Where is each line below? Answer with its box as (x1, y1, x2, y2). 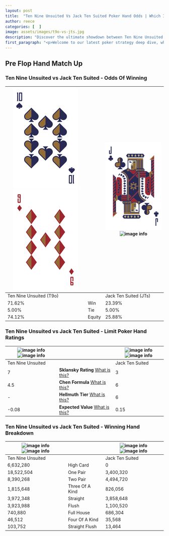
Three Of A (67, 483, 91, 489)
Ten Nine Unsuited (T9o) (7, 293, 59, 299)
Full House (67, 509, 90, 515)
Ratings (5, 334, 25, 341)
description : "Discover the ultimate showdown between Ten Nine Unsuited (5, 35, 163, 40)
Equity (88, 314, 102, 320)
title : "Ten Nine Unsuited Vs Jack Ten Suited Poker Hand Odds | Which (5, 13, 161, 19)
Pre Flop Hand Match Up (5, 59, 83, 68)
